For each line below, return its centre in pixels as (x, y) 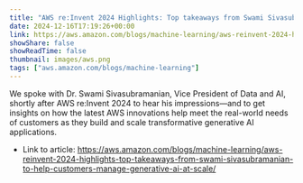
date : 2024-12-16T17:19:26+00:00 (72, 26)
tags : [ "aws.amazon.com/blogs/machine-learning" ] (105, 69)
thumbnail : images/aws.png (60, 59)
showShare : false (42, 43)
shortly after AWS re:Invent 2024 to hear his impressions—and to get (138, 103)
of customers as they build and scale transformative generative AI (132, 122)
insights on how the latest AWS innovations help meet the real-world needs (149, 113)
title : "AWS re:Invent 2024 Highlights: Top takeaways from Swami (137, 18)
